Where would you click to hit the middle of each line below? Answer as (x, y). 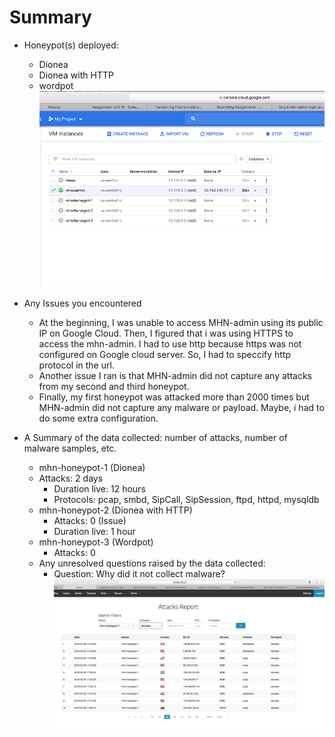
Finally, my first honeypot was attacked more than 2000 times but (174, 397)
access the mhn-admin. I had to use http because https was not (170, 344)
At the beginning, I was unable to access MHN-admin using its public (181, 323)
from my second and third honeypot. (114, 387)
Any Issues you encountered (82, 303)
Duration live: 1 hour (94, 532)
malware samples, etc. (70, 448)
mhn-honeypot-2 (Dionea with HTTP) (115, 510)
